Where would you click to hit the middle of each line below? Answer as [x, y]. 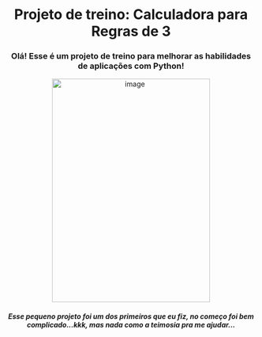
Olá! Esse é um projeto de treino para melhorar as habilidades [131, 56]
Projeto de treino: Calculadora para [131, 15]
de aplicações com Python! [131, 66]
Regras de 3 [131, 31]
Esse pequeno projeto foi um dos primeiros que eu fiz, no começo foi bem [131, 316]
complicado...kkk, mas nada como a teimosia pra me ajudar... [131, 325]
